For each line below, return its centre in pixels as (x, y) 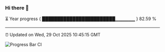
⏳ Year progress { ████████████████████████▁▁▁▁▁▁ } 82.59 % (81, 19)
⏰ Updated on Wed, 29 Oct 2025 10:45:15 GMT (53, 35)
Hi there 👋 (17, 8)
